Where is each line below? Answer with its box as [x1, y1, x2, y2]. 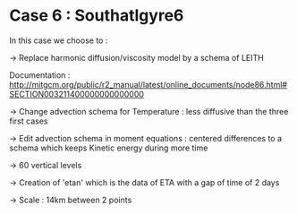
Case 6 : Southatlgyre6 [9, 5, 184, 26]
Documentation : [9, 69, 71, 81]
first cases [9, 116, 48, 126]
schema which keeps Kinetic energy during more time [9, 142, 208, 153]
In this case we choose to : [9, 35, 108, 46]
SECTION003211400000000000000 [9, 89, 145, 99]
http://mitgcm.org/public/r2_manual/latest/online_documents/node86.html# [9, 79, 288, 90]
